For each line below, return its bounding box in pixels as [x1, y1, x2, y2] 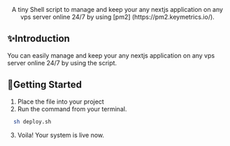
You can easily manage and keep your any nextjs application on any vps [7, 51, 215, 60]
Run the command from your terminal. [17, 104, 127, 113]
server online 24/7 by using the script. [7, 58, 117, 67]
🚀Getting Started [7, 79, 82, 91]
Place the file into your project [17, 97, 105, 106]
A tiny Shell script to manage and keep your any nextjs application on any [11, 6, 224, 13]
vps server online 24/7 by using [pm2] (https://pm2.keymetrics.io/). [20, 13, 215, 21]
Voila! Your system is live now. [17, 131, 105, 139]
